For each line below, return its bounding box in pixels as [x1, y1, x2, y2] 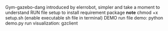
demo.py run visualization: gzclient [5, 20, 78, 26]
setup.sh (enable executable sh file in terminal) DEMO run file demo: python [5, 15, 163, 20]
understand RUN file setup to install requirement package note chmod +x [5, 9, 158, 15]
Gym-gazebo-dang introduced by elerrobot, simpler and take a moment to [5, 4, 160, 10]
